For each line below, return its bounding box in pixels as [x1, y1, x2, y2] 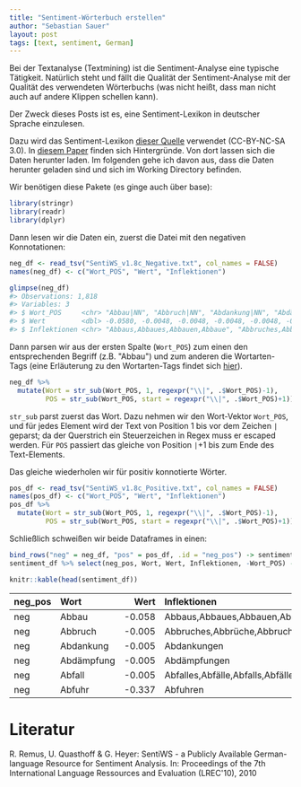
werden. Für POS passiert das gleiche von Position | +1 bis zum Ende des [9, 439, 275, 450]
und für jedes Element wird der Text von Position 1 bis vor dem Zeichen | [9, 420, 279, 431]
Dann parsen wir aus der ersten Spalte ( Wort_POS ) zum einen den [9, 341, 248, 352]
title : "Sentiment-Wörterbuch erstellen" [9, 13, 167, 22]
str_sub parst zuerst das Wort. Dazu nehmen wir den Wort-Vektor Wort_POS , [9, 410, 288, 422]
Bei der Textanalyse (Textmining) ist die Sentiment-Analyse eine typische [9, 63, 279, 74]
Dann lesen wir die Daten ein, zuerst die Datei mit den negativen [9, 232, 246, 242]
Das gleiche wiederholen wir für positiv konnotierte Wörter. [9, 466, 227, 477]
